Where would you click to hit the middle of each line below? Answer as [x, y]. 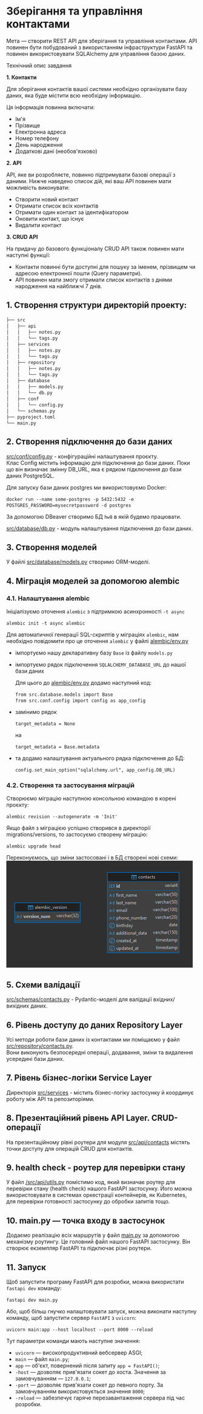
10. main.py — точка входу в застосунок [86, 1220]
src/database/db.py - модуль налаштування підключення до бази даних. [100, 528]
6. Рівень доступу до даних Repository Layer [95, 1025]
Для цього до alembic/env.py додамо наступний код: [83, 683]
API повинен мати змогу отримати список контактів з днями [94, 280]
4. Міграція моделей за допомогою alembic [93, 581]
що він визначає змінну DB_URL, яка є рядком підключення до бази [94, 469]
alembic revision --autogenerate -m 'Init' [62, 817]
